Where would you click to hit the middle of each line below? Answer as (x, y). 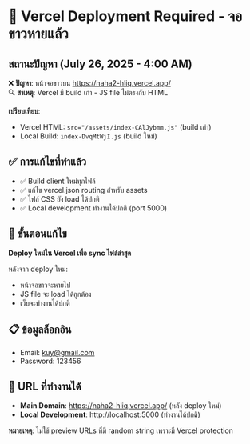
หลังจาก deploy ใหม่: (38, 269)
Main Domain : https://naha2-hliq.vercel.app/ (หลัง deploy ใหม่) (121, 406)
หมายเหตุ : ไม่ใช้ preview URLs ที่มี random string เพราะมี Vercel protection (121, 430)
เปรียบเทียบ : (24, 111)
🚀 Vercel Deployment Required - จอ (125, 16)
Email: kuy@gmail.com (57, 353)
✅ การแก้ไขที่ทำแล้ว (47, 162)
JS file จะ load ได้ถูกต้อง (56, 294)
